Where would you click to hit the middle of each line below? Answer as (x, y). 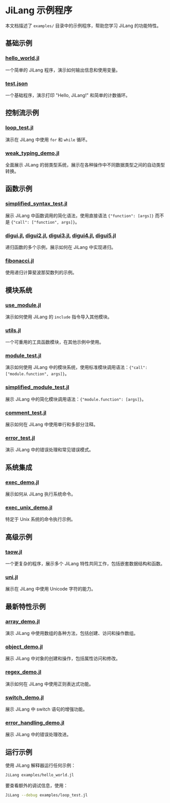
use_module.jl (23, 305)
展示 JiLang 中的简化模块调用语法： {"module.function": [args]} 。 (76, 399)
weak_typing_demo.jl (32, 153)
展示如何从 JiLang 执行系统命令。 (40, 494)
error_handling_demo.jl (35, 722)
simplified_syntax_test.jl (37, 204)
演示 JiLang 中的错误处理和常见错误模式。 (49, 450)
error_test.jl (20, 438)
